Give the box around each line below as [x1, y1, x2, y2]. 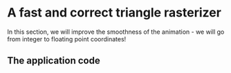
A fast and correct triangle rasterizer [7, 5, 221, 21]
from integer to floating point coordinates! [7, 34, 127, 43]
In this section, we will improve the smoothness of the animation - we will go [7, 28, 225, 36]
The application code [7, 55, 100, 67]
